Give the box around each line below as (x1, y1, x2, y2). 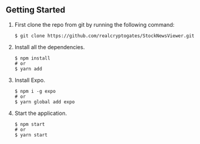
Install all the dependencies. (14, 43, 85, 50)
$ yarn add (14, 66, 43, 72)
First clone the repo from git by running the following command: (14, 21, 174, 28)
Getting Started (5, 5, 66, 15)
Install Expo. (14, 76, 46, 84)
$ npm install (14, 55, 50, 61)
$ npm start (14, 121, 45, 127)
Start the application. (14, 109, 67, 117)
